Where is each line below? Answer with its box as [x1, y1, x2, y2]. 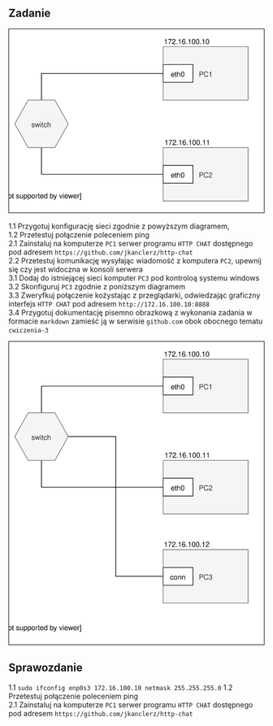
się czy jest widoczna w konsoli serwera [8, 264, 144, 275]
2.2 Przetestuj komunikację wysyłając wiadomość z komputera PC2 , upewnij [8, 256, 262, 266]
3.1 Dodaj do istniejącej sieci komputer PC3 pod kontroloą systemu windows [8, 273, 260, 283]
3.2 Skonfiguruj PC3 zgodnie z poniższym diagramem [8, 282, 185, 292]
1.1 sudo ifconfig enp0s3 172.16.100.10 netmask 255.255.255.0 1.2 [8, 682, 233, 692]
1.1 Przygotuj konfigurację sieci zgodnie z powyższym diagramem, [8, 221, 230, 231]
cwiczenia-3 [8, 327, 49, 335]
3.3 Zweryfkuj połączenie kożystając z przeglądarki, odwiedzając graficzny [8, 290, 261, 300]
